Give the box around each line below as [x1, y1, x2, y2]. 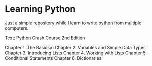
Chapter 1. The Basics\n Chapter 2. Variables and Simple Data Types [5, 44, 146, 50]
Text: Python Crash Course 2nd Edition [5, 35, 85, 41]
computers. [5, 25, 29, 31]
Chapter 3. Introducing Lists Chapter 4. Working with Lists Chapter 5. [5, 50, 147, 56]
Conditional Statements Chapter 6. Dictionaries [5, 55, 102, 61]
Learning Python [5, 3, 76, 15]
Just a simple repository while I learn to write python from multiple [5, 20, 142, 26]
